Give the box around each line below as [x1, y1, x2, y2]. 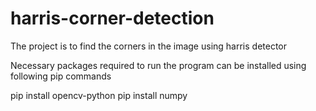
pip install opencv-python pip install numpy [10, 89, 188, 101]
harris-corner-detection [10, 7, 215, 30]
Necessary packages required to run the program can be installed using [10, 59, 307, 71]
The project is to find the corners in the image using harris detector [10, 40, 288, 52]
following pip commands [10, 70, 112, 82]
